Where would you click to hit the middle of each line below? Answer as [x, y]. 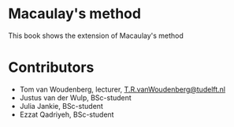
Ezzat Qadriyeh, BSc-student [67, 114]
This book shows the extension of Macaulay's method [96, 35]
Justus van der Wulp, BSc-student [75, 97]
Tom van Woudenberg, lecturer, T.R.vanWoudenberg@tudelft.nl [123, 89]
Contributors [51, 67]
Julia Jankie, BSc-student [61, 106]
